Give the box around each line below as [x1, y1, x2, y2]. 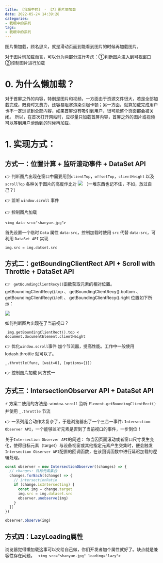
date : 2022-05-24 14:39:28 [5, 12, 60, 17]
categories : [5, 16, 29, 21]
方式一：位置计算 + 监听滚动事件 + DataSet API [5, 160, 146, 168]
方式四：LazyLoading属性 [5, 532, 83, 541]
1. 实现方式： [5, 139, 56, 150]
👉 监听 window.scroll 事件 [5, 197, 59, 203]
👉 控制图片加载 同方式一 [5, 369, 55, 375]
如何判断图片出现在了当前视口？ [5, 320, 69, 326]
